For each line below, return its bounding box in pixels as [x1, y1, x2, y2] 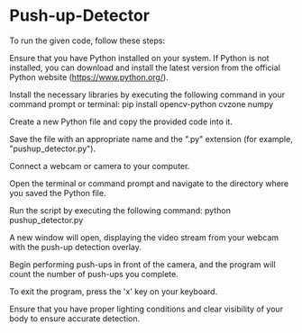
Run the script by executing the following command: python [9, 204, 232, 216]
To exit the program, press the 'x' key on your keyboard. [9, 285, 218, 297]
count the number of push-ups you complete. [9, 268, 178, 279]
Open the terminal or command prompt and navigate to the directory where [9, 177, 289, 189]
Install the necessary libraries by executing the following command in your [9, 89, 286, 100]
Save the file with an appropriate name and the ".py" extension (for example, [9, 133, 293, 144]
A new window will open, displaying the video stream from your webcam [9, 231, 279, 243]
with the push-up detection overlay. [9, 241, 142, 252]
